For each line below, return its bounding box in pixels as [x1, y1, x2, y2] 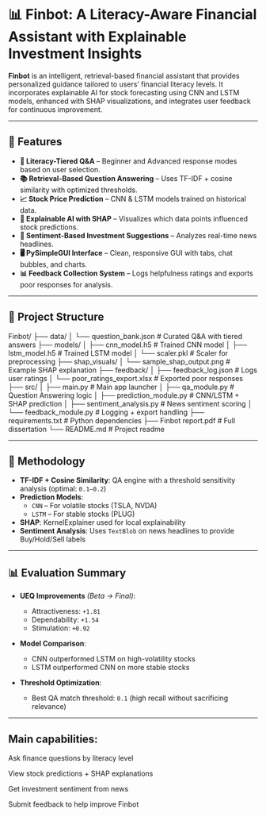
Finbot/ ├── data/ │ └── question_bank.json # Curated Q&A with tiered [8, 331, 243, 341]
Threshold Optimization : [19, 678, 102, 688]
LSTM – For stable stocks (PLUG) [31, 509, 135, 519]
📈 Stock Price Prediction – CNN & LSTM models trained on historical [19, 194, 247, 203]
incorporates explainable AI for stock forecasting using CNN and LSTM [8, 87, 240, 97]
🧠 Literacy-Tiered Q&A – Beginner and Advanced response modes [19, 156, 237, 166]
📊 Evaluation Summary [8, 566, 127, 580]
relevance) [31, 702, 67, 711]
